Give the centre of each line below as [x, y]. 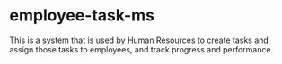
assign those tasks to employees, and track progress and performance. [141, 49]
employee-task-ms [82, 16]
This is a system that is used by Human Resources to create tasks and [139, 40]
